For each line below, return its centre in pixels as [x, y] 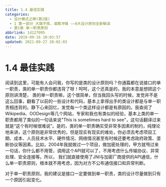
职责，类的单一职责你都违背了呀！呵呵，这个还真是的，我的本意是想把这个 [85, 89]
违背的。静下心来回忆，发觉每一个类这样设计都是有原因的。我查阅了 [83, 107]
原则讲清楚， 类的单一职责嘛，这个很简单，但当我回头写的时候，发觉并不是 [82, 95]
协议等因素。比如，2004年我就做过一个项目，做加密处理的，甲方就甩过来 [84, 144]
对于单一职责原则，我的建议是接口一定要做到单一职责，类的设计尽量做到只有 [83, 173]
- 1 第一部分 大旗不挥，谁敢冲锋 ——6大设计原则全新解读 [60, 23]
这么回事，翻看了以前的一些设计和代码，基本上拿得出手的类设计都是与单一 [81, 101]
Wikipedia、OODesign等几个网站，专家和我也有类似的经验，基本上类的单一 [82, 113]
